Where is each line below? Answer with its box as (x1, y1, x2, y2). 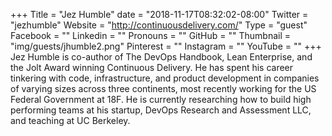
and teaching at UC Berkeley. (10, 115, 131, 126)
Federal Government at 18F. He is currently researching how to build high (10, 94, 312, 105)
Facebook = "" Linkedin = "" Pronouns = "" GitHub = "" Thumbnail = (10, 30, 291, 41)
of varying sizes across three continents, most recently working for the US (10, 83, 317, 94)
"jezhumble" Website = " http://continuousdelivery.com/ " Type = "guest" (10, 19, 308, 31)
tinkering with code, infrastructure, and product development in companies (10, 72, 320, 84)
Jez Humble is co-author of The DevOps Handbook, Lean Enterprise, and (10, 51, 313, 63)
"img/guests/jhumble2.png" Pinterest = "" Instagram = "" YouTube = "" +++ (10, 40, 322, 52)
